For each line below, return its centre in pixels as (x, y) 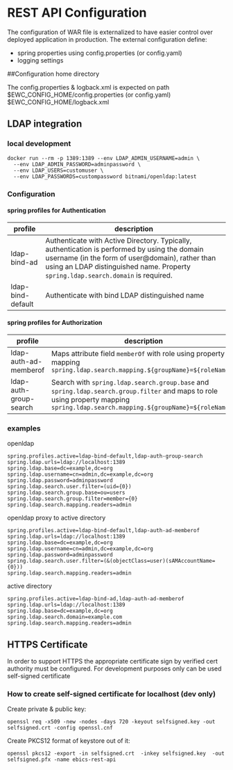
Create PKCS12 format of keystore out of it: (69, 741)
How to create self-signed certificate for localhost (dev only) (112, 693)
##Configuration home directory (53, 74)
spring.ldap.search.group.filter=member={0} (72, 499)
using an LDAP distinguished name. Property (118, 266)
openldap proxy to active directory (57, 518)
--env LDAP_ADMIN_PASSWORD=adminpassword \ (77, 164)
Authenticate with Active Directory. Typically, (119, 240)
